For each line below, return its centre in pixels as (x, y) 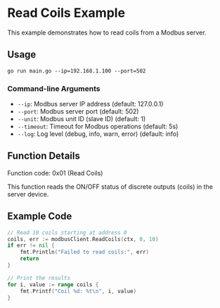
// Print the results (39, 278)
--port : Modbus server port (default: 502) (78, 111)
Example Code (40, 216)
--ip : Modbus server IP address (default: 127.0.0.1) (90, 104)
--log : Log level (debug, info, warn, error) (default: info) (98, 134)
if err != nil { (31, 246)
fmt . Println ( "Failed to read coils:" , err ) (85, 252)
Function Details (44, 156)
